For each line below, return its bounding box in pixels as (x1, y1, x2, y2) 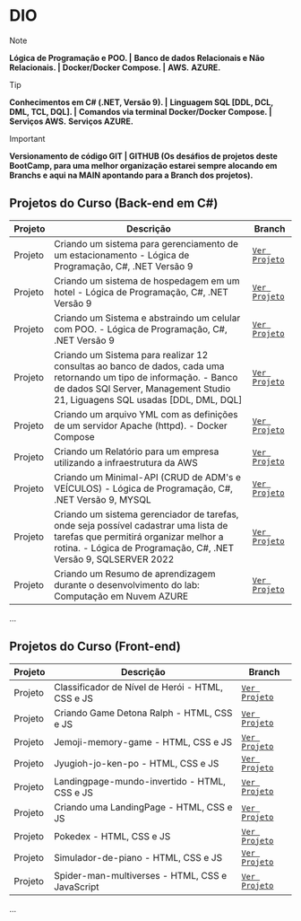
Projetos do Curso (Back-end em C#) (9, 196, 219, 211)
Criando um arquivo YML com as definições (53, 408, 238, 420)
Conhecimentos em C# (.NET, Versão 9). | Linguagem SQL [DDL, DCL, (9, 96, 273, 108)
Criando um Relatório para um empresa (53, 445, 219, 458)
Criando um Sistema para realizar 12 (53, 348, 209, 361)
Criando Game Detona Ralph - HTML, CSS (53, 706, 233, 719)
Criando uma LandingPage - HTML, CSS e (53, 801, 233, 813)
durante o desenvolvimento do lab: (53, 578, 200, 591)
